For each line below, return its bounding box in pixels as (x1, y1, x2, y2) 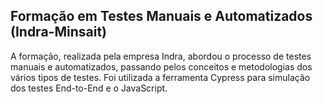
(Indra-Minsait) (10, 24, 107, 41)
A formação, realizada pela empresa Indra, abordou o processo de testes (10, 50, 312, 62)
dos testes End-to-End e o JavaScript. (10, 82, 168, 94)
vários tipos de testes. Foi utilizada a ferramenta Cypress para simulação (10, 71, 311, 83)
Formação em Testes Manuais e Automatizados (10, 8, 313, 25)
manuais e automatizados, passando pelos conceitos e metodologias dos (10, 60, 313, 73)
